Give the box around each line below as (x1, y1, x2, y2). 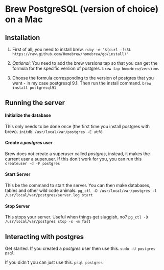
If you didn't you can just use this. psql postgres (5, 259, 103, 266)
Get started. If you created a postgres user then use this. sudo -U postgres (5, 245, 156, 251)
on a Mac (5, 14, 43, 25)
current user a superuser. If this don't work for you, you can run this (5, 156, 142, 162)
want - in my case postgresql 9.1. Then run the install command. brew (12, 80, 151, 86)
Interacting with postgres (5, 232, 84, 241)
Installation (5, 33, 40, 42)
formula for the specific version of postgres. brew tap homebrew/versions (12, 65, 160, 71)
